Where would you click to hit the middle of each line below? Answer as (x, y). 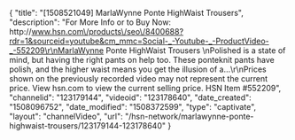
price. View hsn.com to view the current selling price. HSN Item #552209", (145, 88)
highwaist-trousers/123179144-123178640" (88, 126)
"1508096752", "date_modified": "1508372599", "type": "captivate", (133, 107)
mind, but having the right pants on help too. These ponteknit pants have (142, 60)
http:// (21, 31)
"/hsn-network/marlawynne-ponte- (189, 116)
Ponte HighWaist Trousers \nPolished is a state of (196, 51)
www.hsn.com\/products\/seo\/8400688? (108, 31)
